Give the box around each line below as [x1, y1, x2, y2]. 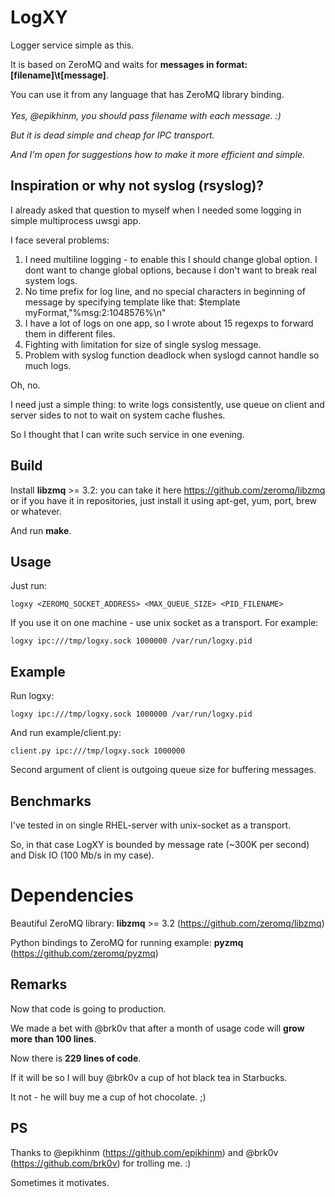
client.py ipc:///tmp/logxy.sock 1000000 [10, 746, 186, 756]
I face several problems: [10, 234, 110, 246]
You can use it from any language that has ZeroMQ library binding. [10, 88, 285, 100]
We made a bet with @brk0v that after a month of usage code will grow [10, 1022, 305, 1034]
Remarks [10, 976, 68, 993]
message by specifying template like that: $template [24, 296, 241, 308]
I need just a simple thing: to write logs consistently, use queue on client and [10, 398, 325, 410]
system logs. [24, 274, 78, 286]
